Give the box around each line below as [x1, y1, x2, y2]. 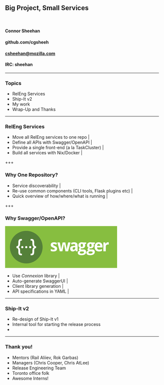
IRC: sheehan [5, 62, 33, 67]
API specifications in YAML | [12, 288, 69, 294]
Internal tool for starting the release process [12, 321, 101, 327]
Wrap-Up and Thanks [12, 107, 56, 112]
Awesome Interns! [12, 375, 49, 381]
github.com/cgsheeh [5, 39, 49, 45]
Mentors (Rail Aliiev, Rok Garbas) [12, 354, 79, 361]
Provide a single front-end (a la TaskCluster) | [12, 145, 104, 150]
